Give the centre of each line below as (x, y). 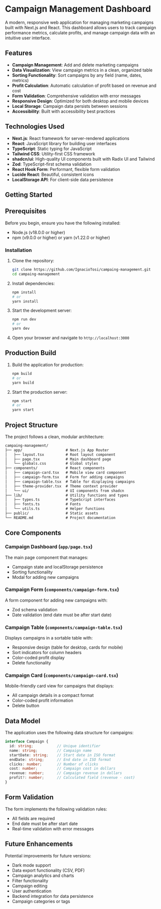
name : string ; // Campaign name (51, 750)
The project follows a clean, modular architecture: (55, 437)
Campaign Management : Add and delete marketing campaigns (75, 65)
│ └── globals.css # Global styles (51, 464)
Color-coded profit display (38, 658)
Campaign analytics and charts (43, 875)
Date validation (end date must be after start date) (62, 615)
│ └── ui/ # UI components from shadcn (65, 491)
